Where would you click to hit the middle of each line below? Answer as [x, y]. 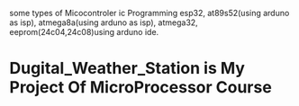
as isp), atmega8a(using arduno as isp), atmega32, [104, 22]
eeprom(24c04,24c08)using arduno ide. [84, 32]
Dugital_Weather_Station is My [127, 69]
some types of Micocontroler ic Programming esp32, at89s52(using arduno [149, 13]
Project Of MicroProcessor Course [140, 88]
